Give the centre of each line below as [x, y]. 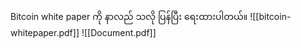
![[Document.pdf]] [119, 32]
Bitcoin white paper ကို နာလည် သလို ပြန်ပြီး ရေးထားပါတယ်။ [129, 16]
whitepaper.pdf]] [45, 32]
